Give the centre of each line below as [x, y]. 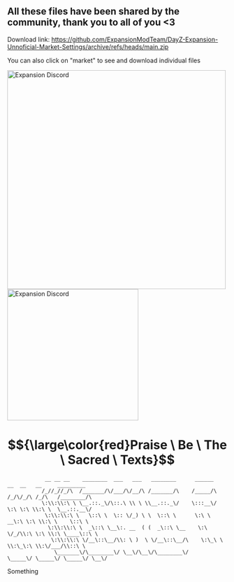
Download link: [29, 39]
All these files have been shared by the [94, 12]
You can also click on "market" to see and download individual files [104, 60]
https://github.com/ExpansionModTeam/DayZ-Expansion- [135, 39]
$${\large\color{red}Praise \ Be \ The [117, 445]
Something [23, 571]
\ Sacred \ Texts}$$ [117, 460]
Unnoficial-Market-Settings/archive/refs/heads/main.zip [88, 47]
